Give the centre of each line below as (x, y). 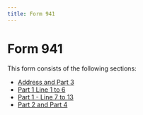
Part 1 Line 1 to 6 (41, 90)
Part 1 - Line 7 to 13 (46, 97)
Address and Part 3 (46, 82)
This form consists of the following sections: (72, 68)
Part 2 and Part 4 (42, 104)
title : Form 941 (31, 14)
